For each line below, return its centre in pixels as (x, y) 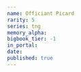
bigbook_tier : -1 (32, 39)
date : (15, 52)
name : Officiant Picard (41, 13)
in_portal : (22, 45)
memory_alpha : (27, 33)
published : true (30, 58)
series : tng (24, 26)
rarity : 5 (21, 20)
